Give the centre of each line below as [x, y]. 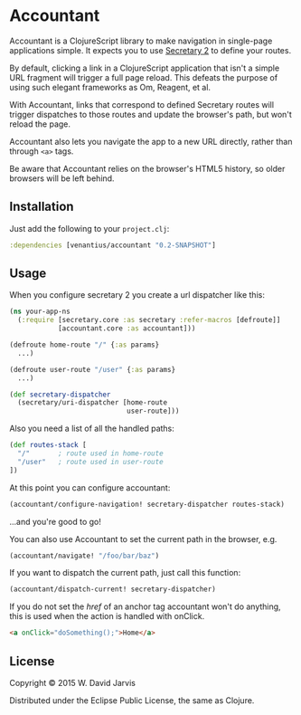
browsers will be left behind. [62, 178]
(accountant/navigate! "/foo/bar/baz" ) [85, 556]
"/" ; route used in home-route [91, 453]
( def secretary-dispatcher [60, 395]
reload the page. [40, 124]
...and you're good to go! [56, 521]
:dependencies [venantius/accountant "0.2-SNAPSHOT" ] [113, 245]
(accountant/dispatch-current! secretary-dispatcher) [113, 589]
